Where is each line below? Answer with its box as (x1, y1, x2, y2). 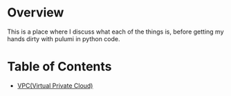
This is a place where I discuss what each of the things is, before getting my (7, 27, 224, 36)
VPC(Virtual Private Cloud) (17, 81, 93, 90)
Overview (7, 5, 64, 21)
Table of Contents (7, 59, 112, 75)
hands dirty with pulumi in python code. (7, 34, 120, 43)
